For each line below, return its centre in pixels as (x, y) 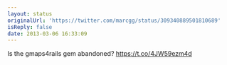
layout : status (30, 14)
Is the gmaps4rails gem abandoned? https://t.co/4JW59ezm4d (100, 54)
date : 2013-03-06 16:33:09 (47, 34)
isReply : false (30, 27)
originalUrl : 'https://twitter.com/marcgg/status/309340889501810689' (114, 20)
